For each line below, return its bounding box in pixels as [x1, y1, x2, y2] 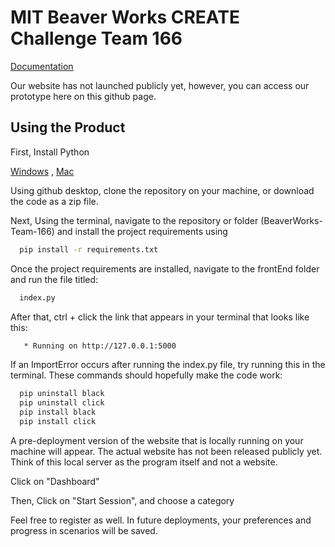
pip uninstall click [19, 398, 105, 408]
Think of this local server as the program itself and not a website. [10, 456, 278, 468]
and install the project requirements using [56, 225, 228, 237]
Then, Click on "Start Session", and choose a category [10, 494, 235, 506]
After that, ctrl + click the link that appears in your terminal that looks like [10, 311, 310, 323]
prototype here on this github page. [10, 90, 157, 102]
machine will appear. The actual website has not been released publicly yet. [10, 445, 323, 457]
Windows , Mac [10, 165, 75, 177]
